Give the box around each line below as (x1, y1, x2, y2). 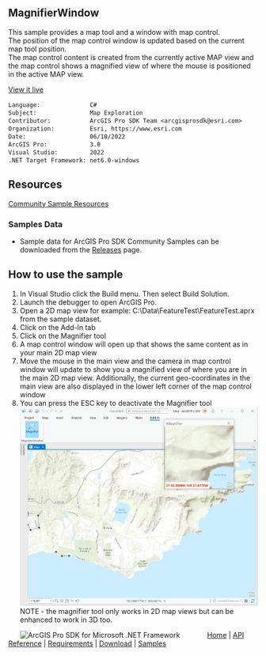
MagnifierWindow (8, 6, 100, 20)
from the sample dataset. (19, 314, 102, 324)
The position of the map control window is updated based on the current (8, 36, 245, 45)
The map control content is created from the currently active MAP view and (8, 52, 254, 62)
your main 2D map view (19, 347, 97, 357)
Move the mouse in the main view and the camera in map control (19, 356, 231, 366)
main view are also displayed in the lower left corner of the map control (19, 381, 252, 391)
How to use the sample (8, 268, 123, 282)
